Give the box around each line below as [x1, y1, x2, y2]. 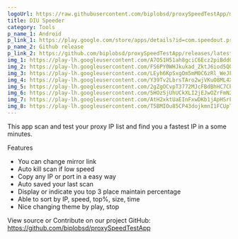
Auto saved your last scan [17, 179, 94, 188]
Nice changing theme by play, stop [17, 202, 120, 211]
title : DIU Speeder [7, 17, 65, 24]
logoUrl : [7, 10, 33, 18]
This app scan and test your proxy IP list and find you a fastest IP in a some [7, 122, 227, 130]
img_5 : [7, 83, 27, 90]
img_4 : [7, 76, 27, 84]
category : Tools [7, 23, 55, 30]
